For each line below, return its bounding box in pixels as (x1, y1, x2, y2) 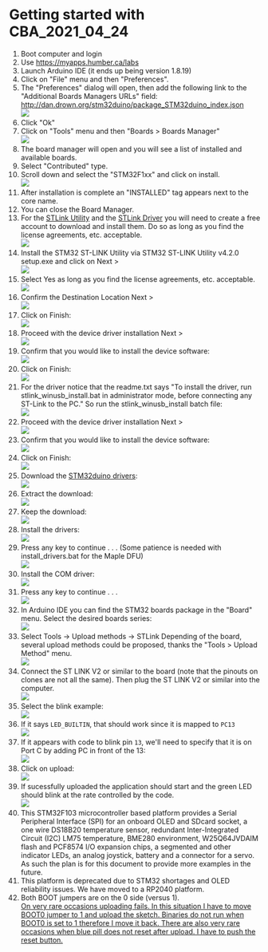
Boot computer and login (20, 49, 103, 58)
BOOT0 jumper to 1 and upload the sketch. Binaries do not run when (20, 910, 244, 919)
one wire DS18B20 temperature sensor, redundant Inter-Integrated (20, 824, 239, 835)
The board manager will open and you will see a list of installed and (20, 144, 242, 153)
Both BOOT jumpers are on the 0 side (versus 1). (20, 892, 180, 903)
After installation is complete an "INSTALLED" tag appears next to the (20, 188, 250, 197)
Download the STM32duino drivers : (20, 471, 138, 480)
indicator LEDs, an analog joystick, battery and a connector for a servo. (20, 850, 254, 859)
